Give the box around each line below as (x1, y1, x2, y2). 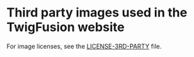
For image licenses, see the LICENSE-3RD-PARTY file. (6, 42, 162, 50)
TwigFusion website (6, 19, 125, 35)
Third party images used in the (6, 5, 188, 21)
